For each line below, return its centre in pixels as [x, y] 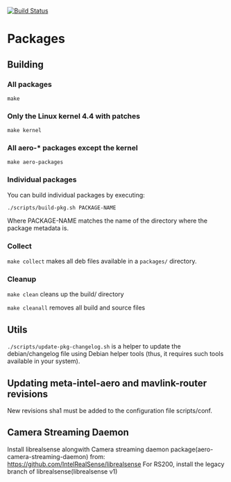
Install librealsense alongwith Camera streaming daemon [88, 449]
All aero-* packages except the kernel [72, 148]
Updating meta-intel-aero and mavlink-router [107, 383]
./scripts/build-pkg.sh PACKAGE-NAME [62, 208]
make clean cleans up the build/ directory [66, 294]
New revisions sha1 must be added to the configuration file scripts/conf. [110, 410]
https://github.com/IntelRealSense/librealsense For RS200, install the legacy [116, 464]
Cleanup [22, 279]
